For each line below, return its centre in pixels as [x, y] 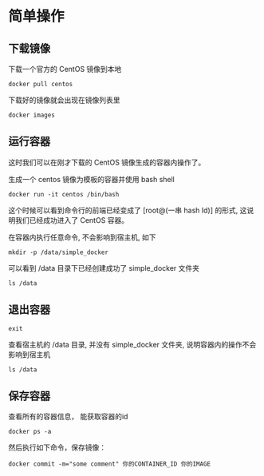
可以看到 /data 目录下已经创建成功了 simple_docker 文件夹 [104, 268]
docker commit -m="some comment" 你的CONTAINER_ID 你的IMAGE [110, 464]
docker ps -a [30, 432]
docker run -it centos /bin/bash [64, 194]
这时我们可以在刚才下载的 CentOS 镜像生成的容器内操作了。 [107, 162]
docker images [32, 115]
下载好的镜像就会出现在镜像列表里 [64, 100]
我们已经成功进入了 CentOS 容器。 [72, 220]
